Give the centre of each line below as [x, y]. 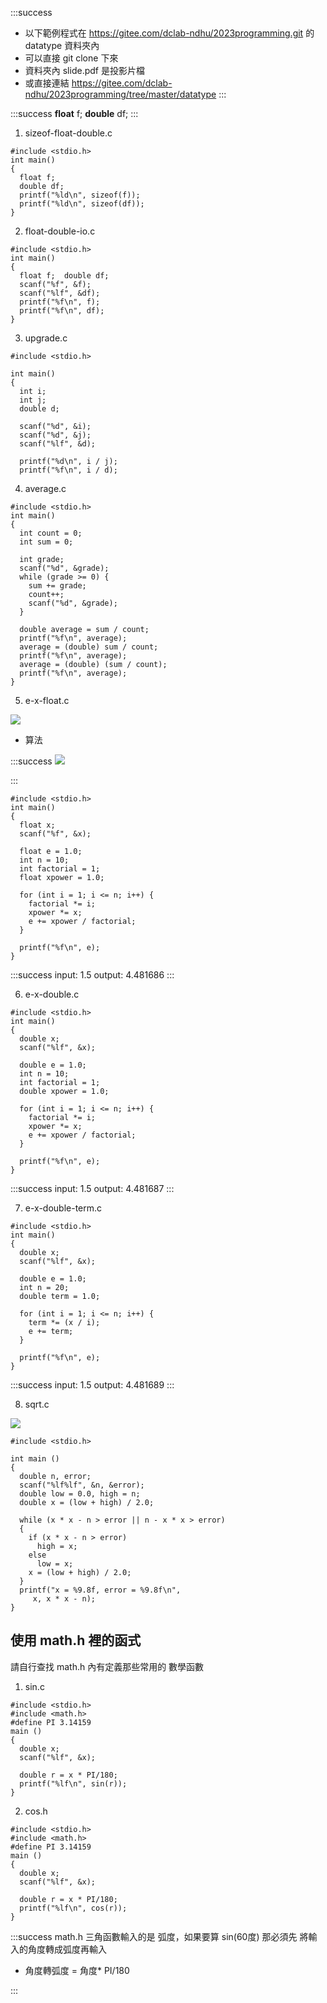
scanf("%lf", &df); [60, 293]
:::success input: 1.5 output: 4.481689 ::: [92, 1385]
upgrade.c [46, 338]
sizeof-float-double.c [68, 133]
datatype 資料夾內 [62, 45]
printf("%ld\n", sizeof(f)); [80, 195]
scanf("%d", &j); [55, 435]
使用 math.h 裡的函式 [76, 1640]
